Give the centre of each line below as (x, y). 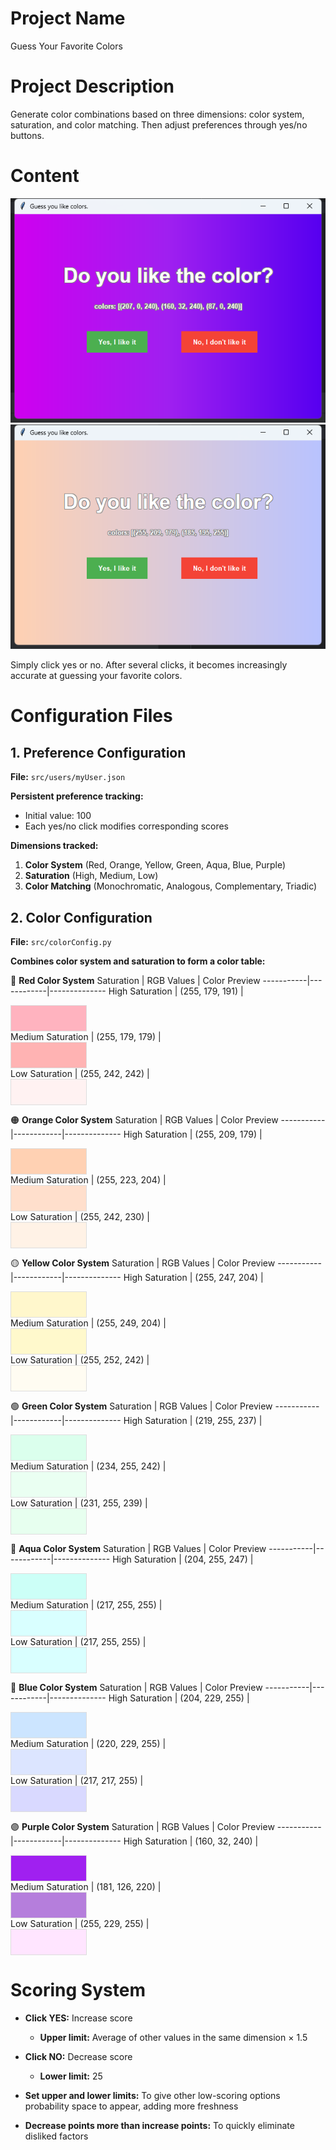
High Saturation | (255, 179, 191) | (176, 991)
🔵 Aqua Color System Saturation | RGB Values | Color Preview (138, 1548)
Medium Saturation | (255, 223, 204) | (88, 1179)
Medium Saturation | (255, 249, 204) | (88, 1323)
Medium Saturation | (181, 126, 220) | (86, 1886)
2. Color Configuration (81, 917)
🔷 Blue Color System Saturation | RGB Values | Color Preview (136, 1687)
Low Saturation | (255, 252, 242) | (80, 1359)
